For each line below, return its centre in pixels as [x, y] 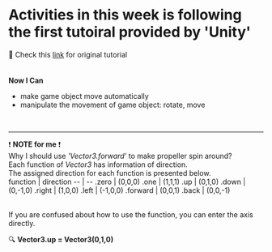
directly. [22, 223]
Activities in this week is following [125, 15]
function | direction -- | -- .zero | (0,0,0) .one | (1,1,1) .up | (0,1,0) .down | [127, 182]
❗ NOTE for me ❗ [35, 144]
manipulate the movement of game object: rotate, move [113, 105]
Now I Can [26, 80]
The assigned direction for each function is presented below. [110, 173]
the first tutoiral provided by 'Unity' [130, 32]
